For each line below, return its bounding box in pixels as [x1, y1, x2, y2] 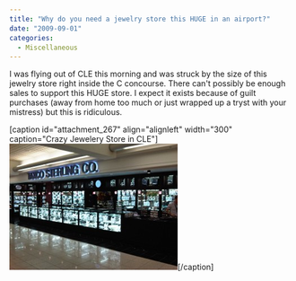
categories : [9, 33, 54, 42]
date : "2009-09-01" [9, 23, 83, 33]
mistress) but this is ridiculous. [9, 107, 123, 118]
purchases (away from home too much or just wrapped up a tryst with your [9, 97, 287, 108]
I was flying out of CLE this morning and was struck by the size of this [9, 68, 267, 80]
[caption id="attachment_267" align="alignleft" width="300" [9, 124, 233, 135]
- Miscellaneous [17, 43, 78, 52]
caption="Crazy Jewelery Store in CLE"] [9, 134, 159, 145]
